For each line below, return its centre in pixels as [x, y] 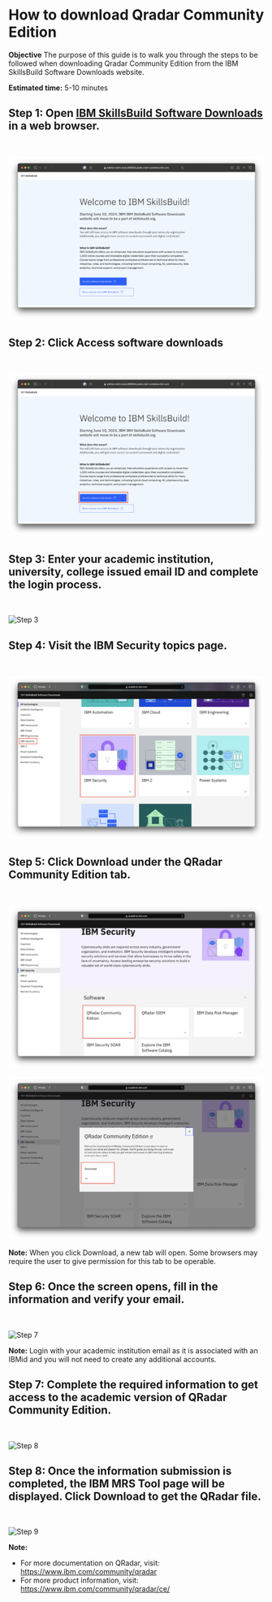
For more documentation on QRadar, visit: [90, 1563]
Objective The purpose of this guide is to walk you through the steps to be [133, 54]
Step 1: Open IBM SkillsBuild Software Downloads [136, 113]
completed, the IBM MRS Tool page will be [117, 1484]
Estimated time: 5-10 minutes [58, 88]
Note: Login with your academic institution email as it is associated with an [133, 1350]
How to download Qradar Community [136, 15]
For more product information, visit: [79, 1580]
